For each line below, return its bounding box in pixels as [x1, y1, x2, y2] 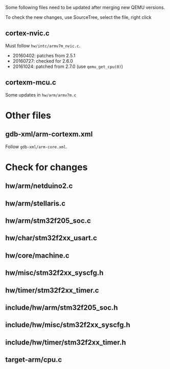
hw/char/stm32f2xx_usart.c [5, 234, 98, 242]
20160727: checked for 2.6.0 [12, 58, 73, 64]
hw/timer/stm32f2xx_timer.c [5, 286, 100, 294]
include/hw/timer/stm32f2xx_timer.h [5, 338, 126, 347]
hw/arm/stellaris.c [5, 199, 66, 207]
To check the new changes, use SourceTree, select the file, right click [5, 14, 152, 20]
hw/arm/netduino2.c [5, 181, 73, 191]
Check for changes [5, 161, 88, 173]
